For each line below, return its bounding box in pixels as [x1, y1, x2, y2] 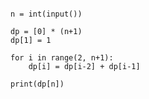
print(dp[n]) [10, 79, 65, 89]
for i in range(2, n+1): [10, 53, 114, 63]
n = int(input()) [10, 9, 83, 19]
